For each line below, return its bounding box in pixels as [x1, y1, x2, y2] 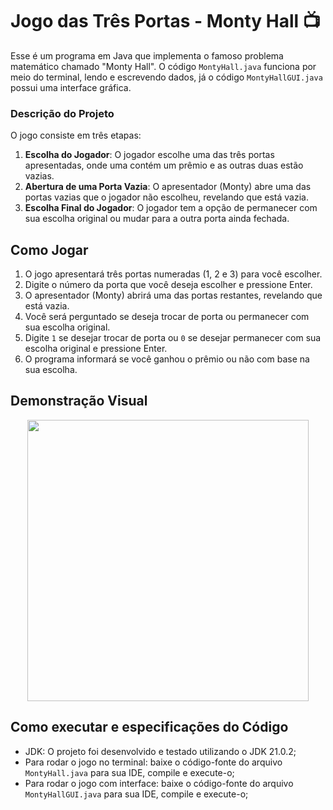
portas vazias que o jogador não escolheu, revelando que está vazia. [24, 191, 309, 203]
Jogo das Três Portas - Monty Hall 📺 [10, 10, 321, 33]
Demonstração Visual [10, 393, 148, 410]
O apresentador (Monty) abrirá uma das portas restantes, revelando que [24, 289, 323, 302]
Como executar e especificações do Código [10, 719, 289, 736]
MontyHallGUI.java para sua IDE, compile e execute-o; [24, 788, 249, 800]
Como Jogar [10, 241, 89, 258]
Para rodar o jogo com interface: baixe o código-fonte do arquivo [24, 777, 294, 789]
